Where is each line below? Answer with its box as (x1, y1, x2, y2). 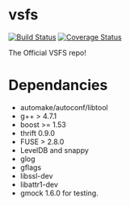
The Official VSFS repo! (8, 47, 86, 57)
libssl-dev (19, 171, 54, 180)
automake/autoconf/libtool (19, 102, 108, 112)
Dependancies (8, 76, 108, 94)
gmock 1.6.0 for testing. (19, 187, 99, 198)
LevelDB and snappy (19, 145, 89, 154)
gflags (19, 163, 42, 172)
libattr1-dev (19, 179, 59, 189)
